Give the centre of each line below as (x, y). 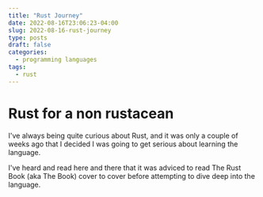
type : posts (28, 38)
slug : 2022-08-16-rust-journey (60, 30)
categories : (28, 52)
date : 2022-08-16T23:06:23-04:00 (63, 23)
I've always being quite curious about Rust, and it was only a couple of (124, 135)
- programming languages (56, 60)
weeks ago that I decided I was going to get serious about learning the (123, 144)
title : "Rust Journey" (46, 15)
